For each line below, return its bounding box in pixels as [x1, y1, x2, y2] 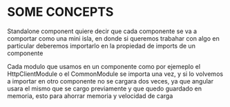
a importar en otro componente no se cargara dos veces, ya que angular [7, 77, 214, 85]
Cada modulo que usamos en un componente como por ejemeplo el [7, 62, 201, 70]
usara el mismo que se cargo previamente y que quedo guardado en [7, 84, 202, 93]
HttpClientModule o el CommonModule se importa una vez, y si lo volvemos [7, 70, 223, 78]
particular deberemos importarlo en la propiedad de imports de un [7, 41, 195, 50]
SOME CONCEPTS [7, 4, 114, 20]
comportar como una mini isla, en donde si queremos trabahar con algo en [7, 34, 220, 42]
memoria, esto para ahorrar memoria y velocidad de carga [7, 91, 173, 100]
